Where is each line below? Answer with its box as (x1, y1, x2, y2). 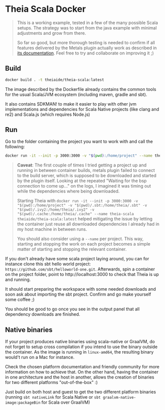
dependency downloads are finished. (5, 311, 81, 317)
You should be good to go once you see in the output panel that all (5, 306, 140, 312)
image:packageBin (5, 400, 41, 406)
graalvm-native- (103, 395, 136, 400)
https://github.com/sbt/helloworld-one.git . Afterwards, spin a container (5, 266, 155, 272)
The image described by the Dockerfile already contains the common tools (5, 86, 156, 92)
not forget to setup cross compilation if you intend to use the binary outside (5, 344, 158, 350)
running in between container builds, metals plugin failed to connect (17, 167, 155, 173)
